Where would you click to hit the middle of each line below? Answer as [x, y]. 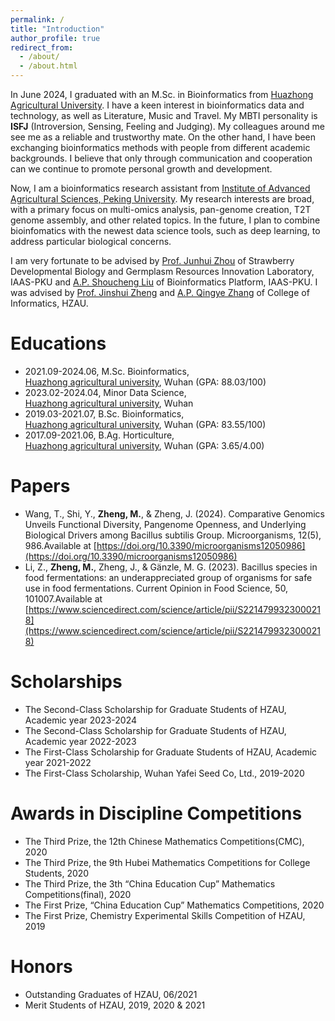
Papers [40, 486]
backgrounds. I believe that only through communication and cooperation [161, 158]
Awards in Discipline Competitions [156, 813]
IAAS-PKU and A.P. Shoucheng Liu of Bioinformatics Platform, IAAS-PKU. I [164, 282]
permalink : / [37, 19]
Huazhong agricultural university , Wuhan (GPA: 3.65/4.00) [144, 445]
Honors [41, 966]
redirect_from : [42, 47]
